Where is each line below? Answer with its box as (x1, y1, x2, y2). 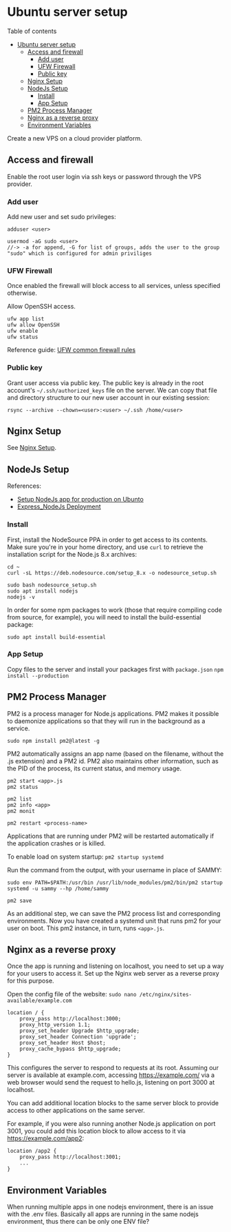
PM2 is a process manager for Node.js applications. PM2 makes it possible (7, 709, 219, 717)
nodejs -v (7, 593, 36, 600)
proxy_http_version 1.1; (19, 1021, 91, 1029)
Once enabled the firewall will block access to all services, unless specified (7, 282, 221, 290)
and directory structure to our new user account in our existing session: (7, 393, 210, 402)
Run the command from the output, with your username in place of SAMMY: (7, 865, 222, 874)
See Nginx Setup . (7, 444, 57, 452)
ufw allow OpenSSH (7, 322, 60, 329)
